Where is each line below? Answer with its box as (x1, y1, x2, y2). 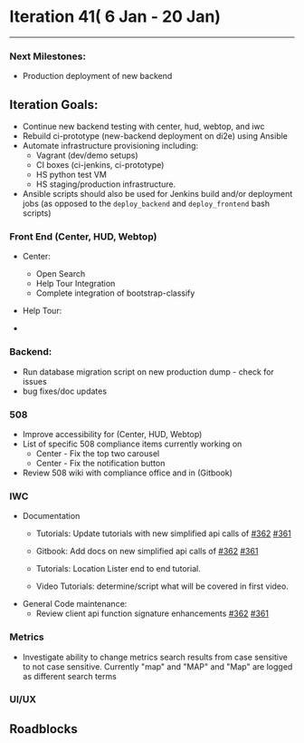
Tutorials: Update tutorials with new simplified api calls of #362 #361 (35, 528, 291, 539)
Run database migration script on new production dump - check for (22, 366, 274, 377)
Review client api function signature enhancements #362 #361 (35, 608, 270, 619)
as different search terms (22, 670, 118, 681)
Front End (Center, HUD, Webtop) (9, 230, 157, 242)
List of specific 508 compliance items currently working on (22, 438, 242, 449)
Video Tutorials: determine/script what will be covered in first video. (35, 581, 290, 591)
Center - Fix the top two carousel (35, 447, 160, 459)
